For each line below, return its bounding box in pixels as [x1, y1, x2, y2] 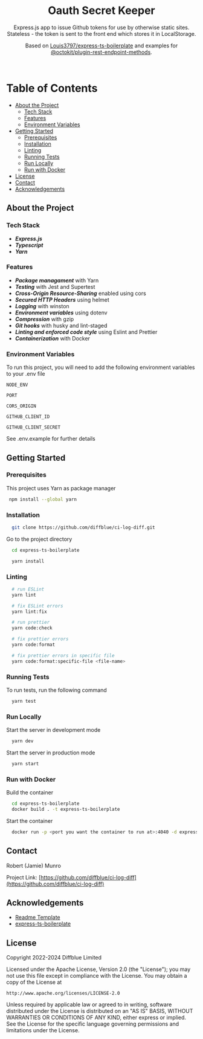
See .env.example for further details [6, 435, 95, 442]
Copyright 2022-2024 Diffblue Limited [6, 954, 101, 961]
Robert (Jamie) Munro [6, 862, 62, 869]
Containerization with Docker [14, 334, 91, 342]
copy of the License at [6, 978, 62, 986]
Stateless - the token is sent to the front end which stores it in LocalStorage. [7, 30, 196, 37]
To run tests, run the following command [6, 686, 107, 694]
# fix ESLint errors [11, 603, 63, 609]
